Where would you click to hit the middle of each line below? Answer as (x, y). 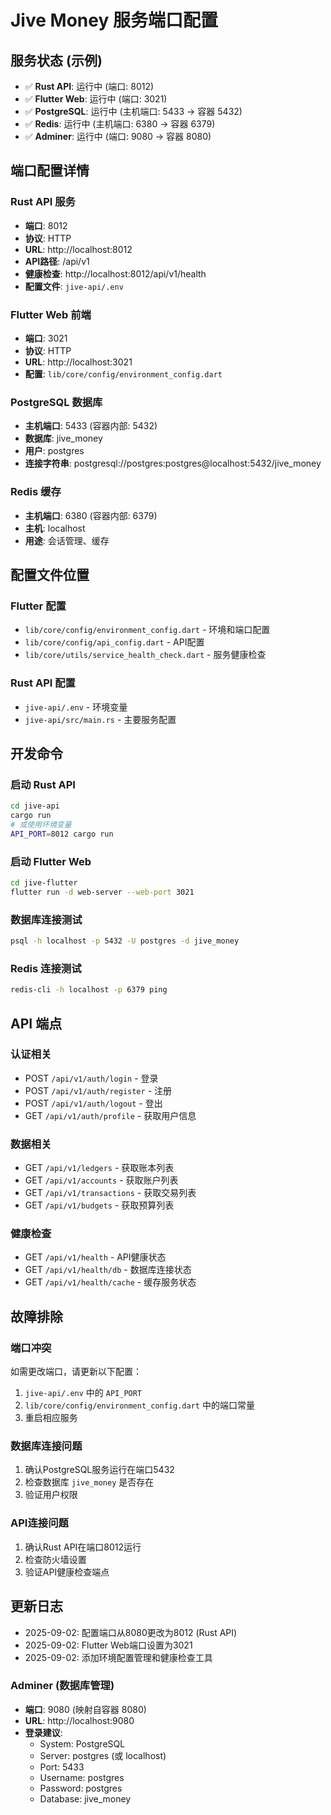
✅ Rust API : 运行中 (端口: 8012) (89, 86)
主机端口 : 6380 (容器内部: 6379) (91, 515)
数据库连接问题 (46, 1446)
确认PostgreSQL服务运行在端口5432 (99, 1470)
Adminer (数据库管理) (62, 1686)
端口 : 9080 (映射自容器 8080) (85, 1709)
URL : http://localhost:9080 (79, 1720)
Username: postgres (82, 1777)
